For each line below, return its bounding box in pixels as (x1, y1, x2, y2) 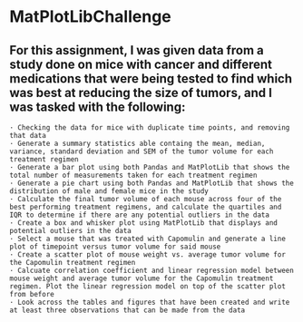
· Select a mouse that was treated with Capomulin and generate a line (9, 234, 286, 243)
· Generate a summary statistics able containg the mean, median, (9, 139, 266, 148)
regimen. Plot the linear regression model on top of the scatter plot (9, 282, 286, 291)
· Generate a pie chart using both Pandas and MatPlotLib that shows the (9, 179, 295, 188)
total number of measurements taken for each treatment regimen (9, 171, 258, 180)
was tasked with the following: (9, 99, 186, 114)
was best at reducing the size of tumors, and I (9, 84, 272, 101)
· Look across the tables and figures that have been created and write (9, 298, 290, 307)
